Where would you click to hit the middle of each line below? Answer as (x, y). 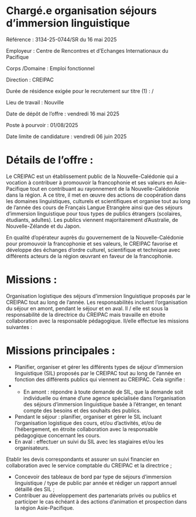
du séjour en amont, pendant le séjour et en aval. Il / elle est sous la (87, 308)
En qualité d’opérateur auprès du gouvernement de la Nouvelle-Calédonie (95, 237)
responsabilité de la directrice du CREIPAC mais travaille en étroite (86, 314)
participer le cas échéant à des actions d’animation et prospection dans (101, 501)
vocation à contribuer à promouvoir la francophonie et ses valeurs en (90, 182)
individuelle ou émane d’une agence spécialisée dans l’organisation (104, 398)
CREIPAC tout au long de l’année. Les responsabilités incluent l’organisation (97, 302)
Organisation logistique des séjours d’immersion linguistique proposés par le (98, 296)
